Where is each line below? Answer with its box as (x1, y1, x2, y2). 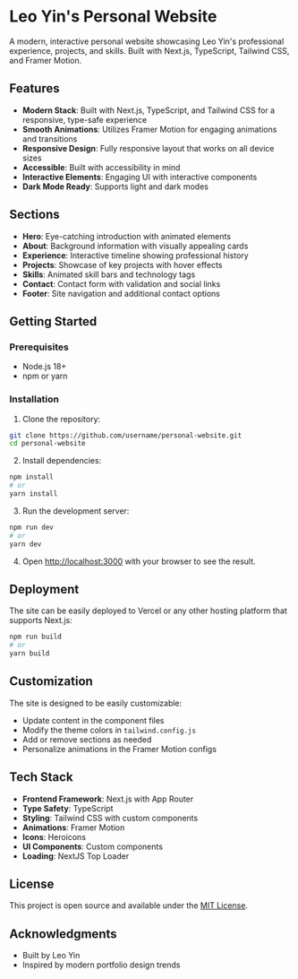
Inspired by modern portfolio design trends (21, 959, 181, 970)
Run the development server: (21, 505, 130, 516)
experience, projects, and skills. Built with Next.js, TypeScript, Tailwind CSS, (9, 45, 290, 56)
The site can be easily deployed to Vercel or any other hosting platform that (9, 605, 288, 616)
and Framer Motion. (9, 55, 82, 65)
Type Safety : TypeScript (21, 802, 114, 813)
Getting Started (9, 314, 98, 329)
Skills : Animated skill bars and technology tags (21, 269, 196, 280)
